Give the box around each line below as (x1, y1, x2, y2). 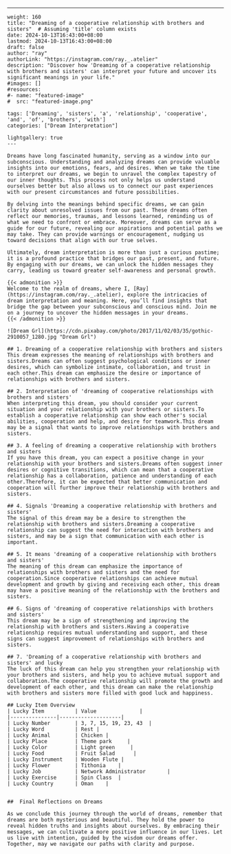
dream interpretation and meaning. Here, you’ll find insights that (7, 297, 208, 304)
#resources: (7, 86, 41, 93)
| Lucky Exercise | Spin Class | (7, 774, 122, 781)
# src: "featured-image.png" (7, 98, 94, 105)
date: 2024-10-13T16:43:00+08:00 (7, 32, 103, 39)
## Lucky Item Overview (7, 702, 76, 708)
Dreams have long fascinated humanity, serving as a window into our (7, 152, 211, 159)
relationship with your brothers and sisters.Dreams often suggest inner (7, 460, 223, 467)
